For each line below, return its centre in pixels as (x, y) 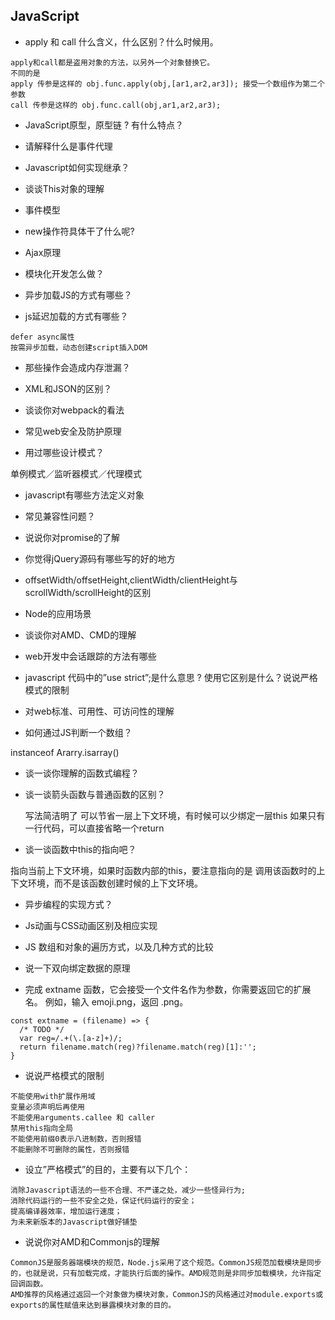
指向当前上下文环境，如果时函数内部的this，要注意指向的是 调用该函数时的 (163, 870)
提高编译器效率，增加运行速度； (66, 1211)
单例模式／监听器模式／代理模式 (76, 473)
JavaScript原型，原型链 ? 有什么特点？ (104, 125)
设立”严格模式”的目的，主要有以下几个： (108, 1169)
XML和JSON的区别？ (68, 388)
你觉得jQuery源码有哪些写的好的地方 (100, 558)
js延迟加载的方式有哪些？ (76, 316)
